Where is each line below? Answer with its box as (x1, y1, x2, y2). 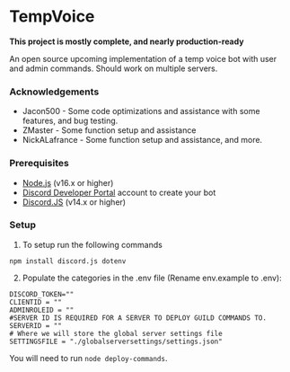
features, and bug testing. (22, 115, 119, 127)
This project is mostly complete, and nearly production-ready (9, 36, 244, 47)
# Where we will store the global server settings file (9, 329, 223, 338)
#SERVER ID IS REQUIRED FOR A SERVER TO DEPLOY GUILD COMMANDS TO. (9, 313, 268, 323)
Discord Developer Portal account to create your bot (22, 187, 216, 198)
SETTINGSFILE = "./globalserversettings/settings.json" (9, 337, 223, 346)
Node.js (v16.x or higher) (22, 177, 114, 188)
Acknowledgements (9, 85, 100, 98)
